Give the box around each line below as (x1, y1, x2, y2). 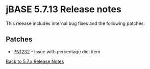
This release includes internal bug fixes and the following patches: (6, 20, 145, 26)
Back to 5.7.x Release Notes (6, 58, 64, 64)
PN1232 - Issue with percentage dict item (13, 48, 101, 54)
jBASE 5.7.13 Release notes (6, 4, 121, 15)
